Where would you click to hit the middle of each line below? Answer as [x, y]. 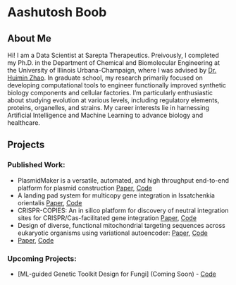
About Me [29, 38]
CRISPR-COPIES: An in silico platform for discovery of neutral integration [123, 210]
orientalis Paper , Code [50, 202]
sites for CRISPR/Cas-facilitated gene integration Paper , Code [107, 218]
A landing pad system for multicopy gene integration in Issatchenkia [116, 195]
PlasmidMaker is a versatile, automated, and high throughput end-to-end [123, 180]
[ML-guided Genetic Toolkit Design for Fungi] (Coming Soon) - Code [117, 274]
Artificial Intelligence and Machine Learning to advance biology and [105, 115]
